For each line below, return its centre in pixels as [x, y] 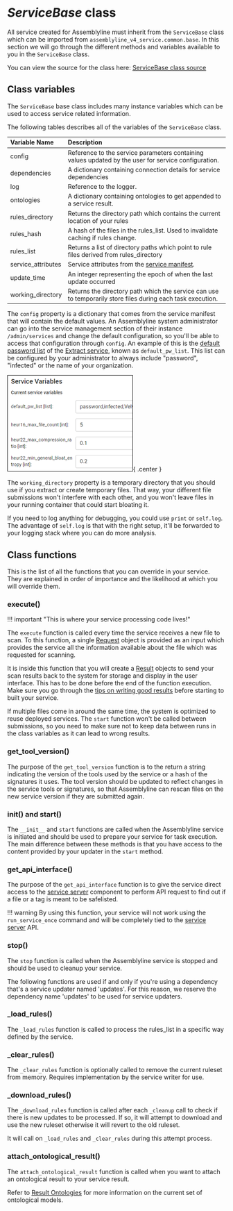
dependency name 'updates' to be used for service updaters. [95, 996]
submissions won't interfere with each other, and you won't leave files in [110, 497]
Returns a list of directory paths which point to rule [140, 247]
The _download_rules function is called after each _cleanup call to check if [113, 1110]
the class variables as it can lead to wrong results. [79, 733]
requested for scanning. [42, 655]
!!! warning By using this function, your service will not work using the [107, 913]
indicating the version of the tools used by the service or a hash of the [107, 774]
